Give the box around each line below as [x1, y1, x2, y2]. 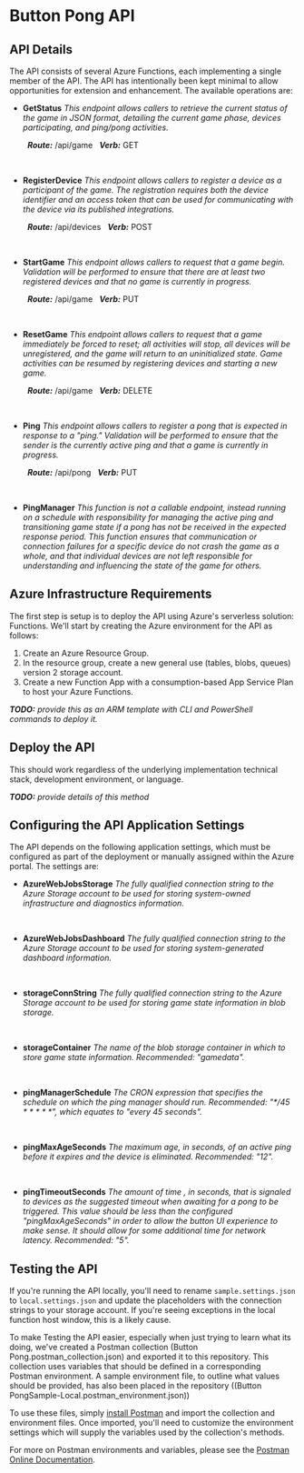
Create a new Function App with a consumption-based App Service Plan [22, 676, 294, 687]
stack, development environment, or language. [9, 774, 184, 785]
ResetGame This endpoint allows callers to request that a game [22, 329, 263, 339]
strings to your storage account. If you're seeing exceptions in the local [9, 1305, 276, 1316]
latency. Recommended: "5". [22, 1235, 130, 1246]
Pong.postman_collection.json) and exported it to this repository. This [9, 1351, 270, 1362]
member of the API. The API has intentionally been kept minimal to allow [9, 75, 279, 86]
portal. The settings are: [9, 861, 100, 872]
